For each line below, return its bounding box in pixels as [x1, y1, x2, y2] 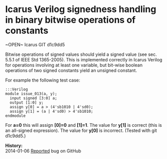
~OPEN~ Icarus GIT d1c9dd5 [5, 41, 65, 47]
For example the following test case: [5, 77, 80, 83]
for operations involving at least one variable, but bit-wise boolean [5, 62, 143, 68]
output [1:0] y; [10, 100, 44, 105]
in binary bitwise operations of [5, 14, 136, 26]
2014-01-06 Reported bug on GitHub [5, 147, 81, 154]
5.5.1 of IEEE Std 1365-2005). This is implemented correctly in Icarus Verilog [5, 56, 162, 62]
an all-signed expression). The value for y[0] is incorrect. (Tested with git [5, 127, 157, 133]
